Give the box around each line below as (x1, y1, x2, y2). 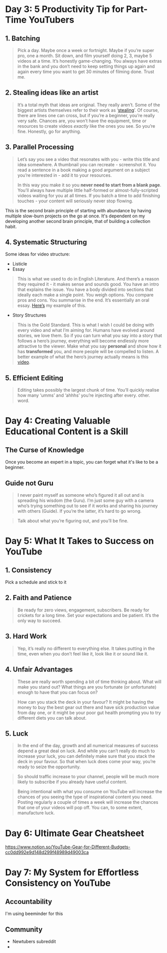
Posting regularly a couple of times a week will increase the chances (17, 799, 159, 805)
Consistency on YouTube (5, 877, 111, 889)
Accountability (5, 897, 52, 906)
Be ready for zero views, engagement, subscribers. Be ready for (17, 607, 150, 613)
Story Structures (12, 312, 46, 319)
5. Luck (5, 729, 28, 738)
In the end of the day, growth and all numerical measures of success (17, 743, 159, 749)
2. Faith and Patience (5, 593, 72, 602)
